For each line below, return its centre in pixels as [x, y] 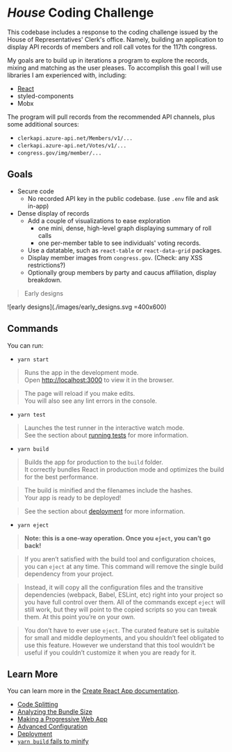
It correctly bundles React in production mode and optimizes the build [124, 469]
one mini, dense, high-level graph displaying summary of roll [125, 228]
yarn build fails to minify [53, 742]
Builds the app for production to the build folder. [93, 462]
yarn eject [33, 525]
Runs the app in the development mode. [81, 372]
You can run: [25, 345]
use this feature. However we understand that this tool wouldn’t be [119, 645]
